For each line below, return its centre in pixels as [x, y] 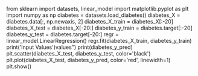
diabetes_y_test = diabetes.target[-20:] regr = [62, 34]
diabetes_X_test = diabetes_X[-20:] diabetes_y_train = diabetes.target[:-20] [100, 28]
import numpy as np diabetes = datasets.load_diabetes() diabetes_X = [93, 15]
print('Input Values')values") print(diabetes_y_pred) [69, 47]
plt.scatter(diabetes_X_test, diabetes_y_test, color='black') [78, 53]
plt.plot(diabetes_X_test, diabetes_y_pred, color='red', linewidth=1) [88, 60]
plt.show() [19, 66]
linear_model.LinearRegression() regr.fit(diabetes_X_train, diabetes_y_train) [99, 41]
